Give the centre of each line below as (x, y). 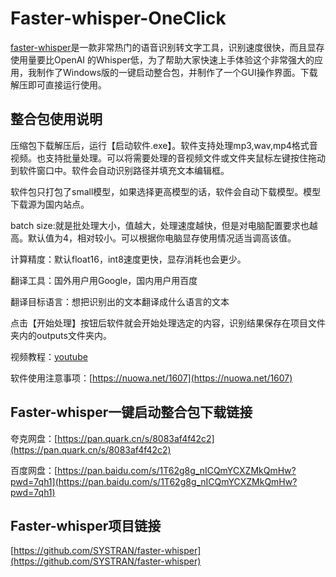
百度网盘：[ (34, 470)
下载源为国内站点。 (50, 204)
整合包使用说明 (56, 119)
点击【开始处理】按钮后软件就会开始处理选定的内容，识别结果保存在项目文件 (168, 323)
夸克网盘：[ (34, 438)
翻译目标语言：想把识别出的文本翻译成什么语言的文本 (120, 301)
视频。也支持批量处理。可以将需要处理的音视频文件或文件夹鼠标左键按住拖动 (168, 158)
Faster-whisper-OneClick (118, 18)
